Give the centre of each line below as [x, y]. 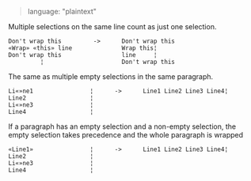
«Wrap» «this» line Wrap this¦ [83, 48]
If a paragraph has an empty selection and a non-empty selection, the [122, 126]
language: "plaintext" [62, 11]
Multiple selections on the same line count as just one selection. [112, 26]
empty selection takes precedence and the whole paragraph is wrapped [126, 135]
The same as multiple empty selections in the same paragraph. [111, 77]
